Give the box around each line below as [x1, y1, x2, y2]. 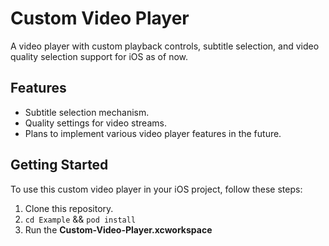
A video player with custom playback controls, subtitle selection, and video [10, 40, 320, 52]
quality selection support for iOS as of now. [10, 50, 189, 62]
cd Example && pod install [24, 213, 137, 225]
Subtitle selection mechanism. [24, 106, 150, 118]
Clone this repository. [24, 202, 114, 214]
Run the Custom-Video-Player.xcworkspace [24, 223, 213, 236]
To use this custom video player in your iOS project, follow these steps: [10, 183, 303, 195]
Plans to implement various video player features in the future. [24, 127, 282, 139]
